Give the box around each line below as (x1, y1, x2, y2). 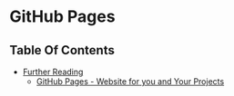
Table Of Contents (9, 43, 116, 58)
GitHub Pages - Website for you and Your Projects (36, 76, 225, 87)
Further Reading (22, 66, 84, 77)
